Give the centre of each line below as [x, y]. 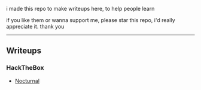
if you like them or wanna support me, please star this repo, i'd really [91, 20]
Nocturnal [27, 80]
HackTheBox [25, 68]
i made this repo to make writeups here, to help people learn [80, 9]
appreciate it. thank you [35, 27]
